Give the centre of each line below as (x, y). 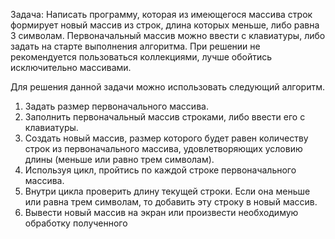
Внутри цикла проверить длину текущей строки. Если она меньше (167, 191)
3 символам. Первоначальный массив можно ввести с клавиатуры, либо (168, 35)
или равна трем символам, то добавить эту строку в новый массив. (171, 202)
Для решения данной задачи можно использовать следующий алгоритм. (168, 87)
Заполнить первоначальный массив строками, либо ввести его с (165, 117)
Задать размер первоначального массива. (116, 106)
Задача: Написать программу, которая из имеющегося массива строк (161, 14)
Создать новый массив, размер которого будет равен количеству (166, 138)
